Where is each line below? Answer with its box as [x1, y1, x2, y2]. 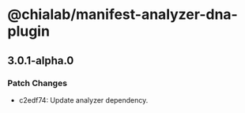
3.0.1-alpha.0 [7, 54, 74, 67]
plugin [7, 22, 51, 40]
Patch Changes [7, 77, 68, 89]
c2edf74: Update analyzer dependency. [18, 95, 149, 104]
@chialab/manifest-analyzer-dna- [7, 6, 238, 24]
